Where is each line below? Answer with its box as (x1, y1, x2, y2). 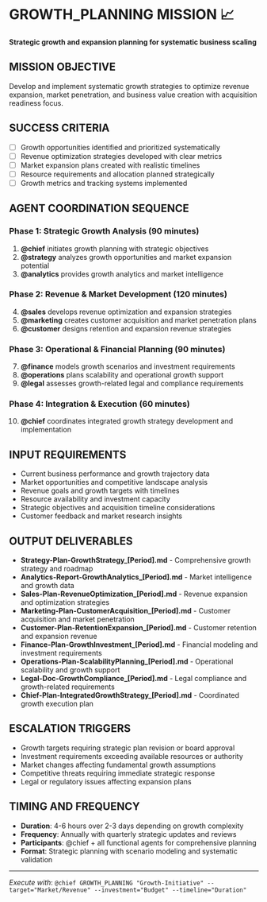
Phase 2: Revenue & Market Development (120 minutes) (9, 288, 228, 300)
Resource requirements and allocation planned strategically (20, 169, 215, 179)
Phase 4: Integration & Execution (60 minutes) (9, 398, 190, 409)
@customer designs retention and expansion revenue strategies (20, 323, 232, 333)
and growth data (20, 581, 74, 590)
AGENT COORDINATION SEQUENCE (9, 202, 189, 215)
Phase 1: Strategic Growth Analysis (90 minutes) (9, 226, 200, 237)
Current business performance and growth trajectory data (20, 469, 210, 478)
